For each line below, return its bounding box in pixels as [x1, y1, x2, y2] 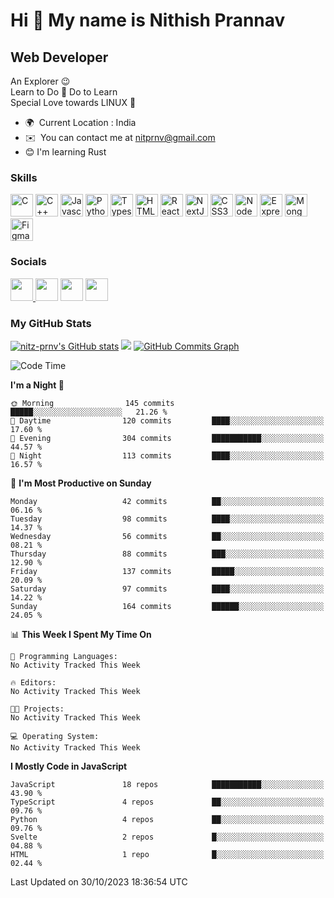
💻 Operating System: [10, 731, 100, 741]
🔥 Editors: [10, 677, 57, 688]
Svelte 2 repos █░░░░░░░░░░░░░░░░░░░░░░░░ [10, 832, 325, 842]
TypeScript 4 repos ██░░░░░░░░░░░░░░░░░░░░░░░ [10, 797, 325, 807]
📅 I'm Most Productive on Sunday [10, 477, 152, 489]
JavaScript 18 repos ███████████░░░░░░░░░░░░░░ [10, 779, 325, 789]
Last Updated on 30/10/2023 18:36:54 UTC [10, 875, 188, 888]
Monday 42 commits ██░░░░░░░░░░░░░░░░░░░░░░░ [10, 496, 325, 506]
